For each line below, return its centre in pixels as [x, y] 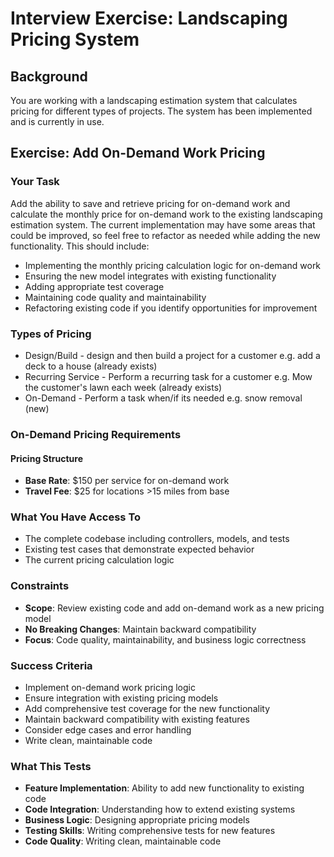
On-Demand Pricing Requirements [96, 434]
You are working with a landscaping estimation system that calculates [154, 100]
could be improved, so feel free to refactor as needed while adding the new [165, 235]
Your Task [35, 182]
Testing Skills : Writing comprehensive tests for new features [150, 831]
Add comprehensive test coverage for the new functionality [147, 708]
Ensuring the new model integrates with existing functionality [150, 276]
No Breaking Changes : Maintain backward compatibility [140, 629]
